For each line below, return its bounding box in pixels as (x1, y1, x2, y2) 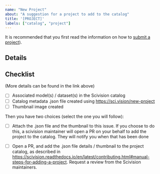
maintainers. (12, 164, 37, 170)
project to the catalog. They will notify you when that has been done (12, 133, 149, 139)
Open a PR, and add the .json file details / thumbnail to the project (12, 143, 144, 149)
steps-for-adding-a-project (12, 159, 67, 165)
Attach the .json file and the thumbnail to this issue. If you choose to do (12, 123, 155, 129)
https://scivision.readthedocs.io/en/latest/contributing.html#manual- (12, 153, 150, 159)
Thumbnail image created (12, 104, 64, 109)
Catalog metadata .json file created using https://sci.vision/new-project (12, 98, 155, 104)
